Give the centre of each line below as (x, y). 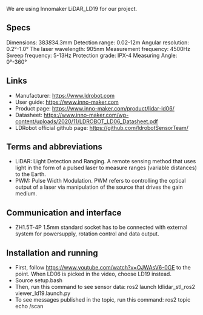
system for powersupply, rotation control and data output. (87, 234)
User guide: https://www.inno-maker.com (67, 102)
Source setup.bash (38, 280)
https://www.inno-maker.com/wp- (86, 115)
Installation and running (52, 253)
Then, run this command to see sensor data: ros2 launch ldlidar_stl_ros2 (105, 287)
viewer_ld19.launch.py (43, 293)
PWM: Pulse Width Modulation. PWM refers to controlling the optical (100, 181)
